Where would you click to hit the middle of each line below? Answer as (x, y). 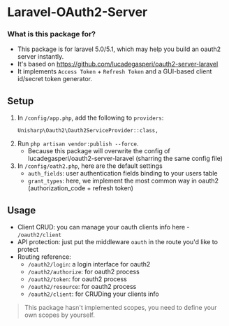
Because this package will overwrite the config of (99, 151)
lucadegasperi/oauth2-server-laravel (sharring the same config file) (125, 159)
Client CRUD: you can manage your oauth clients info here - (103, 227)
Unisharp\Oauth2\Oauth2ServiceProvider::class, (88, 131)
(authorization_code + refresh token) (81, 188)
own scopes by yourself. (60, 315)
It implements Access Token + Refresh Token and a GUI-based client (114, 71)
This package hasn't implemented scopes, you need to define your (120, 308)
